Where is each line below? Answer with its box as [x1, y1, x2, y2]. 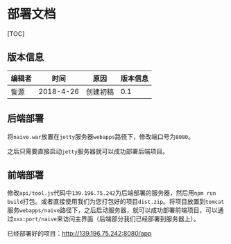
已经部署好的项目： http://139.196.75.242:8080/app [7, 229, 152, 238]
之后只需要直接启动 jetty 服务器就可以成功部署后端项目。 [7, 147, 169, 156]
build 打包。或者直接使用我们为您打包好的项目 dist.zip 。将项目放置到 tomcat [7, 198, 225, 206]
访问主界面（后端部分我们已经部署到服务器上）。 [62, 215, 200, 223]
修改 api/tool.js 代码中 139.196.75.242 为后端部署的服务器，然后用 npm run [7, 189, 216, 197]
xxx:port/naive [13, 216, 58, 223]
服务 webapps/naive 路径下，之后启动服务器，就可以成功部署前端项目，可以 [7, 206, 219, 214]
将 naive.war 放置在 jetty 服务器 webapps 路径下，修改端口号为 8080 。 [7, 132, 194, 140]
